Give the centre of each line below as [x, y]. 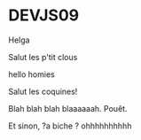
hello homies [31, 74]
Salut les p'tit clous [43, 57]
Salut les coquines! [43, 91]
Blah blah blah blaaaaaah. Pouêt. [68, 108]
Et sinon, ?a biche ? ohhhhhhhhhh [70, 126]
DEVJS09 [44, 16]
